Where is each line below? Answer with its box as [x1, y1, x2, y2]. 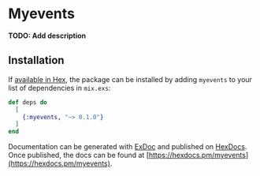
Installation [8, 54, 65, 67]
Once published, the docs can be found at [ [8, 151, 150, 160]
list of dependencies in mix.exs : [8, 83, 111, 92]
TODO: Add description [8, 31, 87, 40]
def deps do [8, 98, 47, 107]
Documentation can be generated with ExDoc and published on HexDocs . [8, 142, 247, 152]
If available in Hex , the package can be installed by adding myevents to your [8, 74, 252, 84]
